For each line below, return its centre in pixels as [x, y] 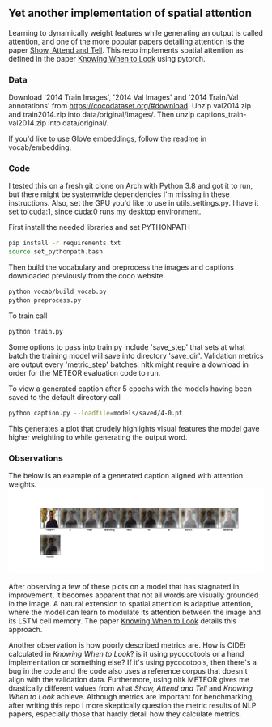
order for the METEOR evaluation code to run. [85, 372]
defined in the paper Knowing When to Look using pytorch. [107, 58]
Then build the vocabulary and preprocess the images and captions [121, 267]
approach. [25, 629]
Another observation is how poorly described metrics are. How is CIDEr [127, 645]
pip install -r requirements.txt [65, 243]
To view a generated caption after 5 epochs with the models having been [130, 389]
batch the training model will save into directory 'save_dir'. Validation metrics [136, 355]
